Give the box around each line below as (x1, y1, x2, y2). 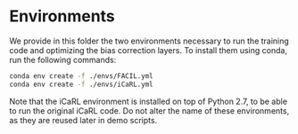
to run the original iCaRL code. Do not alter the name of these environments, (9, 105, 290, 116)
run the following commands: (9, 54, 117, 65)
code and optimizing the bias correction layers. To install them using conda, (9, 44, 288, 55)
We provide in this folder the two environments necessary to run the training (9, 35, 290, 46)
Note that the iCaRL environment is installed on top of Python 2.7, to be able (9, 96, 288, 106)
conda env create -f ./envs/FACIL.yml (9, 71, 153, 81)
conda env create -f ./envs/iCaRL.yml (9, 80, 153, 89)
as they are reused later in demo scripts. (9, 114, 158, 125)
